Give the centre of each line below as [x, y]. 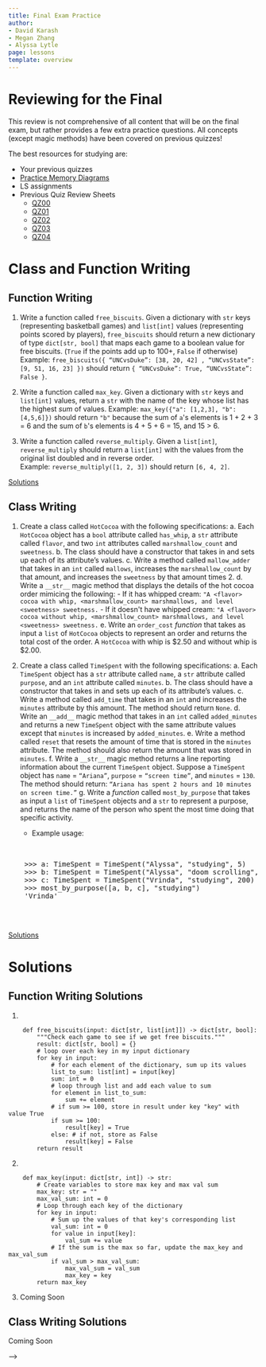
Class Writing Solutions [67, 1322]
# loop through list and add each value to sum [131, 1086]
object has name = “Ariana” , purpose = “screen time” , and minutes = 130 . [137, 775]
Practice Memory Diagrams [64, 177]
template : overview [40, 60]
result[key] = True [97, 1127]
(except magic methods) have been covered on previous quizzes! [115, 138]
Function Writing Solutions [76, 997]
